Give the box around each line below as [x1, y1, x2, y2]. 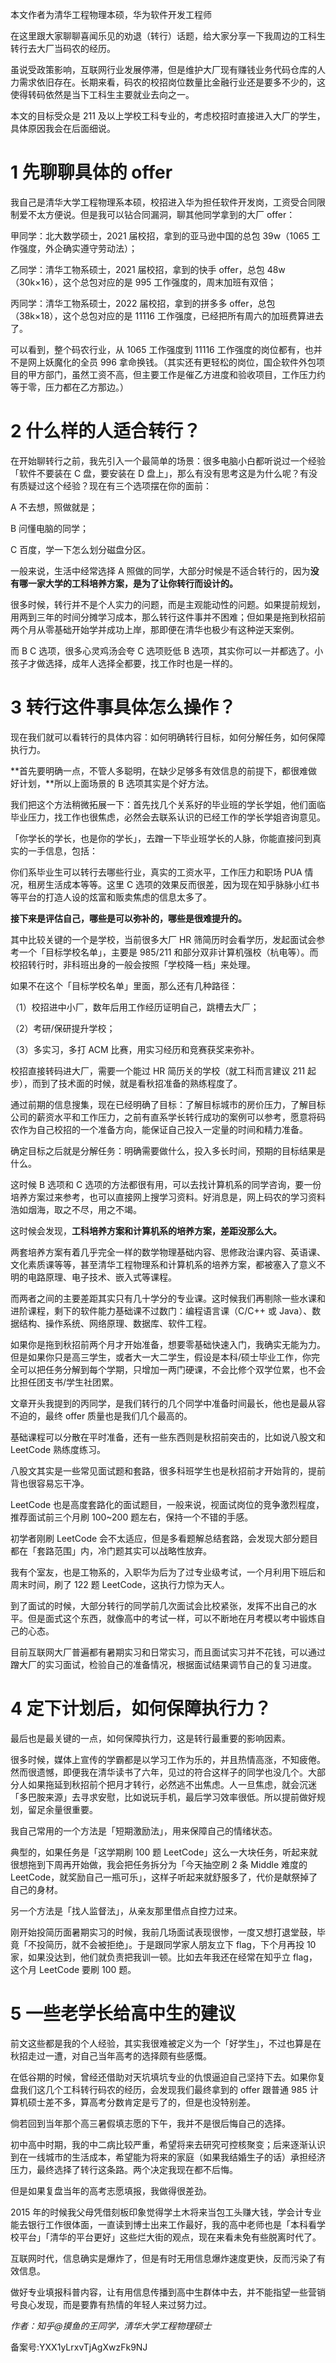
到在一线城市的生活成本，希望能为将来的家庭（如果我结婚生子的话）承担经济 [10, 2151, 326, 2163]
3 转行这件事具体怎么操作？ [10, 696, 237, 719]
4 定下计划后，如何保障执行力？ [10, 1698, 272, 1720]
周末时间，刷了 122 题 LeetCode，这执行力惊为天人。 [10, 1578, 230, 1590]
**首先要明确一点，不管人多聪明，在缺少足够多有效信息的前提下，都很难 [10, 764, 309, 777]
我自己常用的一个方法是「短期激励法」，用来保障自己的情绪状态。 [10, 1824, 278, 1837]
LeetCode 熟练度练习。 [10, 1443, 107, 1455]
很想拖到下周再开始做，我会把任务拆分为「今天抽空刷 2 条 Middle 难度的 [10, 1858, 308, 1870]
